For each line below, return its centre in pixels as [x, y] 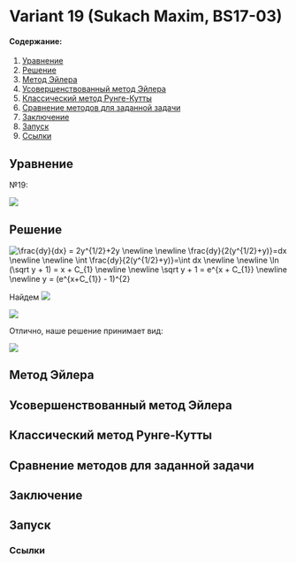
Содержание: [36, 41]
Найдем [24, 297]
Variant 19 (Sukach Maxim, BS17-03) [146, 16]
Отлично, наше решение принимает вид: [86, 331]
